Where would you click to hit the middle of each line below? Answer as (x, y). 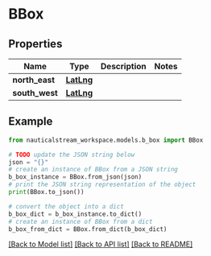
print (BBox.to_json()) (46, 192)
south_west (35, 93)
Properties (35, 44)
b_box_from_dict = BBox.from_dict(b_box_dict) (88, 229)
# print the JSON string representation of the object (102, 185)
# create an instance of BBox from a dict (81, 221)
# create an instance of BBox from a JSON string (93, 170)
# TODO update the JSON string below (72, 155)
